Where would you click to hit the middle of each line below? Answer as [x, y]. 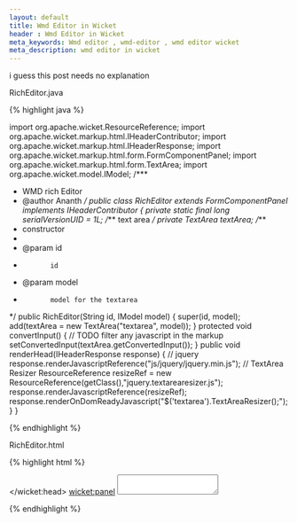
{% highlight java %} [47, 110]
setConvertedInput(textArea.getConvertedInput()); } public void [125, 345]
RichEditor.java [36, 93]
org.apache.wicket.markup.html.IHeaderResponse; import [115, 146]
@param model [50, 282]
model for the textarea [94, 301]
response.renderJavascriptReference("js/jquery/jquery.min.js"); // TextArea [146, 363]
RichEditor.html [37, 445]
